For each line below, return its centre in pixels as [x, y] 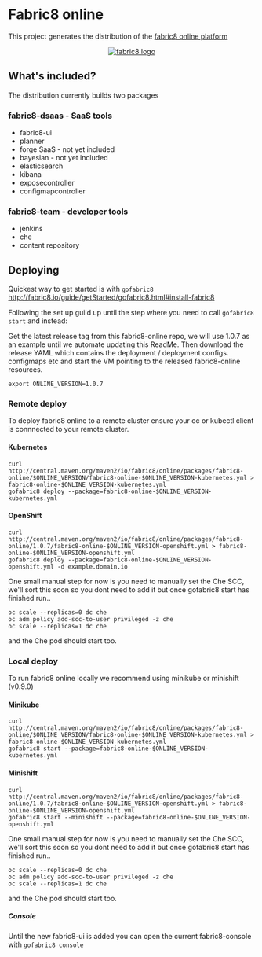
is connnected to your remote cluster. [69, 429]
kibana [30, 175]
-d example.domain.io [93, 567]
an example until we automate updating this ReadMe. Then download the [126, 344]
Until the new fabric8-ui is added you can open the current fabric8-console [130, 936]
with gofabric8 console [46, 944]
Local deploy [33, 661]
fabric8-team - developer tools [68, 212]
